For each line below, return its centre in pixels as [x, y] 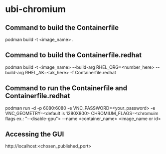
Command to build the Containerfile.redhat [74, 55]
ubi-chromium [35, 9]
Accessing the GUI [35, 134]
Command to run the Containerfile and [66, 88]
